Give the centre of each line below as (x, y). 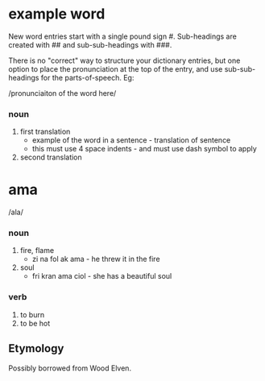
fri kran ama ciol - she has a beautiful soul (102, 276)
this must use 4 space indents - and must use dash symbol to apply (145, 149)
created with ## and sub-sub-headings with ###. (90, 44)
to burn (32, 314)
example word (57, 14)
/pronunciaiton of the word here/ (62, 93)
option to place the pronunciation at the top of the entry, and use (116, 68)
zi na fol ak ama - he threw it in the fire (96, 259)
